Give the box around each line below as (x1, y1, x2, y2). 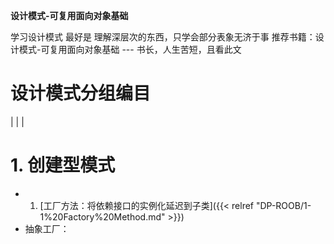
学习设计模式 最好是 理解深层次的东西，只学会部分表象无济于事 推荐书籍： (10, 31, 316, 43)
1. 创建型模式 (10, 154, 116, 177)
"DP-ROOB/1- (255, 199, 312, 211)
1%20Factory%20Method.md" (39, 210, 166, 223)
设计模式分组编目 (10, 82, 152, 105)
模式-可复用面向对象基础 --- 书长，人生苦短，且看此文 (18, 44, 242, 55)
